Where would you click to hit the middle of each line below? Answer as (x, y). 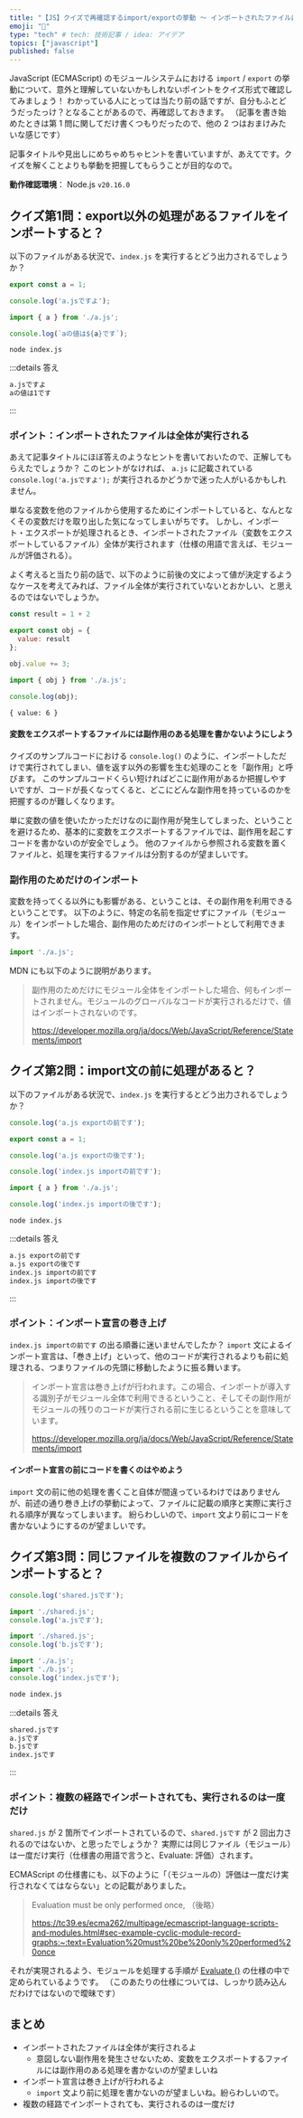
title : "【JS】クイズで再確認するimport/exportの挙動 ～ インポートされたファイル (150, 18)
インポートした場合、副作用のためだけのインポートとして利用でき (155, 924)
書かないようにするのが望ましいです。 (80, 1526)
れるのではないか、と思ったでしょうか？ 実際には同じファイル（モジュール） (150, 1844)
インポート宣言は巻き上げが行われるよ (93, 2082)
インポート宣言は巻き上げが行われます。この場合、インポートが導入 (157, 1386)
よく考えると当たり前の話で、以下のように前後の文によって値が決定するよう (151, 574)
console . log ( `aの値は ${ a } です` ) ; (69, 334)
